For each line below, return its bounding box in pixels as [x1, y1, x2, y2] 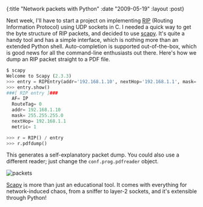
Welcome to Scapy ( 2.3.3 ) [6, 73, 72, 79]
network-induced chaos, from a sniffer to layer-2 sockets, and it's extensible [6, 188, 197, 195]
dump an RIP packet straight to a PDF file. [6, 56, 110, 63]
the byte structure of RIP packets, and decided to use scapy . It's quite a [6, 30, 185, 37]
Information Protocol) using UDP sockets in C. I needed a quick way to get [6, 24, 191, 30]
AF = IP [12, 95, 28, 102]
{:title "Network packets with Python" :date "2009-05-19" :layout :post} [6, 5, 185, 12]
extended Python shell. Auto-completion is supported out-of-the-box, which [6, 42, 197, 50]
